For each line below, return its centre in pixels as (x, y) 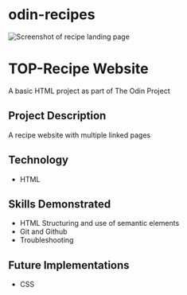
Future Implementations (69, 265)
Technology (39, 160)
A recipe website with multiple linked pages (80, 135)
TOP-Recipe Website (78, 69)
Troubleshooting (47, 240)
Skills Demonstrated (60, 204)
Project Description (57, 116)
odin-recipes (52, 15)
